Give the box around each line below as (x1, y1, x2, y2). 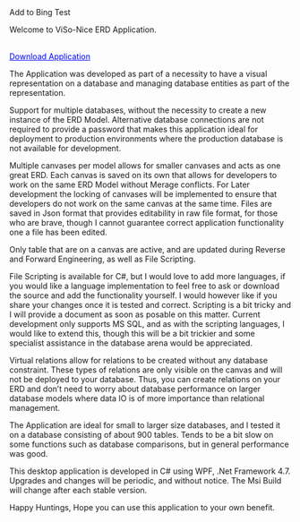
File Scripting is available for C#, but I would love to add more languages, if (9, 271, 286, 281)
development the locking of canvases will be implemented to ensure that (9, 189, 278, 199)
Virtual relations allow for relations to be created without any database (9, 355, 269, 365)
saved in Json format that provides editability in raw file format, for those (9, 208, 279, 218)
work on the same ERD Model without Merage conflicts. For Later (9, 179, 251, 190)
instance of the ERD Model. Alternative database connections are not (9, 115, 264, 124)
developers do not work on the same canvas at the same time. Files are (9, 199, 273, 209)
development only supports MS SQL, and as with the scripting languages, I (9, 319, 285, 329)
